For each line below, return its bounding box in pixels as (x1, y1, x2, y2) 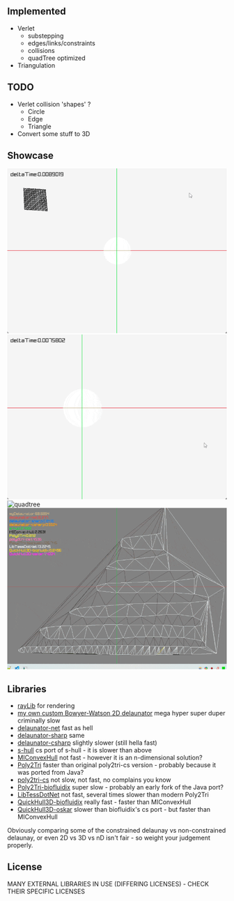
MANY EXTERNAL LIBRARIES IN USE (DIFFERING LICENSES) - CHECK (7, 879, 209, 888)
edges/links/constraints (27, 38, 95, 47)
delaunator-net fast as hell (17, 724, 93, 732)
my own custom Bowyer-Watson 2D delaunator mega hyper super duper (17, 709, 226, 718)
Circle (27, 107, 45, 116)
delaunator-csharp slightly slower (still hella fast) (17, 739, 158, 747)
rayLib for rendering (17, 702, 75, 710)
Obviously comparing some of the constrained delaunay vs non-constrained (7, 826, 226, 835)
